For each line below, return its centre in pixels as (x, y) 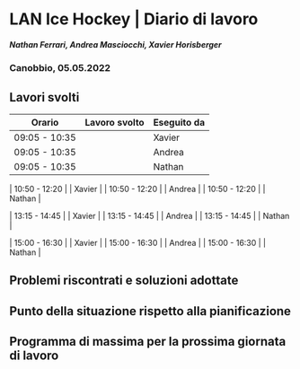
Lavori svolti (44, 97)
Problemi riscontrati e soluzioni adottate (124, 281)
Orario (45, 122)
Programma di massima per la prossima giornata (148, 342)
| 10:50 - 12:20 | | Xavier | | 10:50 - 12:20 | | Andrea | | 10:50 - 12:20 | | (138, 189)
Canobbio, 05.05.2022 (60, 68)
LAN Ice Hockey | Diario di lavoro (134, 19)
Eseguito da (179, 122)
